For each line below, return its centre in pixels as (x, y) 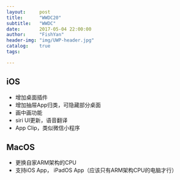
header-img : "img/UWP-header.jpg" (51, 40)
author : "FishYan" (35, 35)
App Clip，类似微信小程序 (48, 128)
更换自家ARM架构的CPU (46, 163)
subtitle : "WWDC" (31, 23)
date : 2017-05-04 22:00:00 (49, 29)
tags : (13, 52)
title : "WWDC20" (34, 18)
